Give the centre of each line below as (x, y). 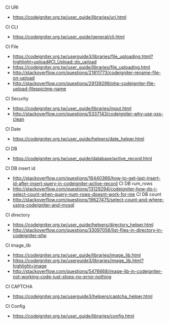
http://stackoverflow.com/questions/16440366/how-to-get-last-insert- (87, 178)
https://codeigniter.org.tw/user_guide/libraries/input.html (72, 108)
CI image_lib (18, 245)
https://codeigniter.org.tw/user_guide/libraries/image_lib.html (77, 255)
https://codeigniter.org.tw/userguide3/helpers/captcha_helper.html (82, 296)
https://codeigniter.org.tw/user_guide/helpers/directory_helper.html (83, 225)
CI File (12, 47)
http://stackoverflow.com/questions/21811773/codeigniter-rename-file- (87, 73)
